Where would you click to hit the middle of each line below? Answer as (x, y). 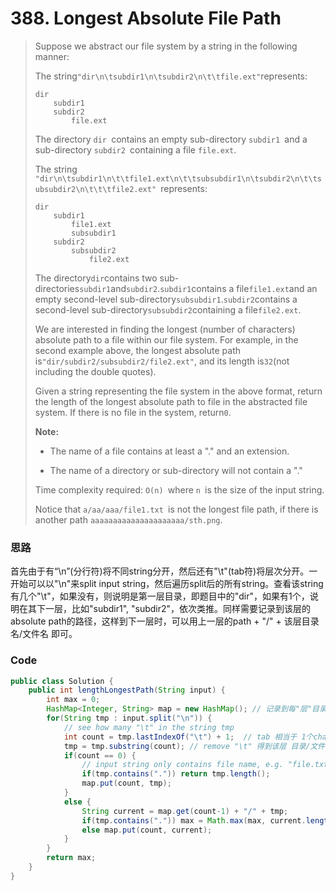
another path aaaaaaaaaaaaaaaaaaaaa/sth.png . (128, 519)
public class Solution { (62, 681)
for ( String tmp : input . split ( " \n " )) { (129, 718)
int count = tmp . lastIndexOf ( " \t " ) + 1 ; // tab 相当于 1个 (188, 737)
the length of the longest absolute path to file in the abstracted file (171, 401)
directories (57, 288)
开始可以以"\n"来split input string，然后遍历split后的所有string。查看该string (167, 584)
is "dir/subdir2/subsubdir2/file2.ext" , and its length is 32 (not (162, 361)
